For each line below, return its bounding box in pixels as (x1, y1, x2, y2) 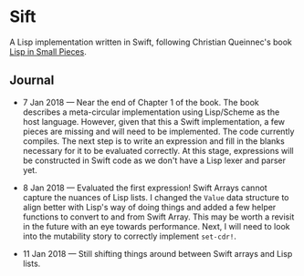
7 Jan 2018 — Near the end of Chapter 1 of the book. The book (22, 97, 259, 107)
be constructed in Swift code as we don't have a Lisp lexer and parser (22, 155, 286, 166)
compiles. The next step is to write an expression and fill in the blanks (22, 135, 285, 147)
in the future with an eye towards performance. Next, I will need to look (22, 220, 290, 231)
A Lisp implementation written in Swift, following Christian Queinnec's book (9, 36, 292, 47)
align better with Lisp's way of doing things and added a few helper (22, 201, 277, 212)
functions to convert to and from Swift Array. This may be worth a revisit (22, 211, 295, 222)
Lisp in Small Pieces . (9, 46, 87, 56)
